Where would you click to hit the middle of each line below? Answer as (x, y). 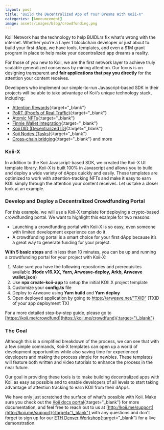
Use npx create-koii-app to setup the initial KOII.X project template (80, 282)
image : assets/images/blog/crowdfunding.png (51, 23)
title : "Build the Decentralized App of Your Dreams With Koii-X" (74, 14)
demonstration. (20, 423)
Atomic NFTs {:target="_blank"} (43, 118)
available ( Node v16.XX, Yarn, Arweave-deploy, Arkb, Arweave (77, 272)
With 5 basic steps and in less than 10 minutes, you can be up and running (81, 252)
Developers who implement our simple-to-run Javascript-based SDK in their (82, 88)
